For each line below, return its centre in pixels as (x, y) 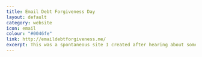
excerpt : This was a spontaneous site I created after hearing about (95, 45)
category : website (29, 23)
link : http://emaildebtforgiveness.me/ (56, 39)
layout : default (26, 17)
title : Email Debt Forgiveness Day (51, 12)
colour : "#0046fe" (29, 34)
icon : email (21, 28)
